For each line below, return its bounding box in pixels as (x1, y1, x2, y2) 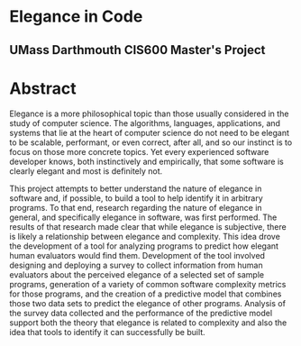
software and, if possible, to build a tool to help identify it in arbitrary (9, 192, 263, 204)
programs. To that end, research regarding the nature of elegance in (9, 202, 263, 213)
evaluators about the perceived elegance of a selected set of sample (9, 269, 264, 280)
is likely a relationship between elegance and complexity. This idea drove (9, 231, 281, 241)
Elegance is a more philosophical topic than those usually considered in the (9, 108, 289, 119)
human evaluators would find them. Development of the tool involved (9, 250, 266, 260)
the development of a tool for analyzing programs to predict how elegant (9, 241, 279, 251)
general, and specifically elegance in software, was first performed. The (9, 212, 278, 223)
